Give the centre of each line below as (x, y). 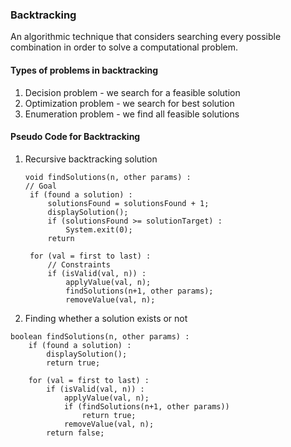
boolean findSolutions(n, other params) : (100, 336)
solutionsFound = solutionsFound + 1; (128, 203)
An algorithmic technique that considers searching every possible (146, 37)
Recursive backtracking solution (91, 159)
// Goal (40, 186)
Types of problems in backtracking (84, 70)
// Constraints (79, 264)
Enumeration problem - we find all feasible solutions (132, 114)
